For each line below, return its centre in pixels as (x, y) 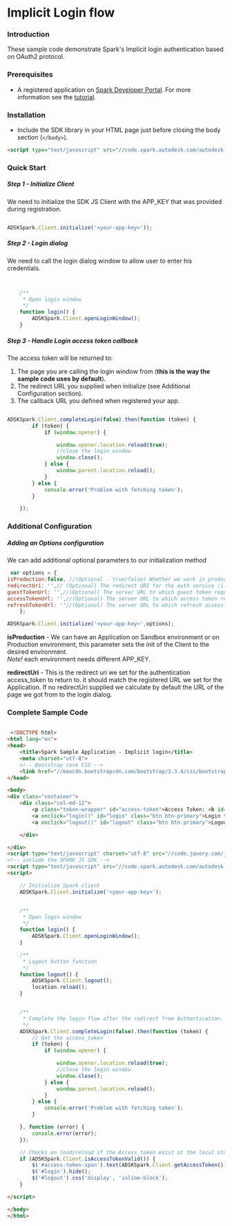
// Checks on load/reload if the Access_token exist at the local (117, 1152)
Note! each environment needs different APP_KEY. (79, 659)
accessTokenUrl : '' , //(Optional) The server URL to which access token (112, 598)
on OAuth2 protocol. (36, 57)
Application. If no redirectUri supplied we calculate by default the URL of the (116, 687)
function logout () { (49, 974)
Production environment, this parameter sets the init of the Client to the (108, 645)
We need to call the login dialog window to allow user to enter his (100, 261)
